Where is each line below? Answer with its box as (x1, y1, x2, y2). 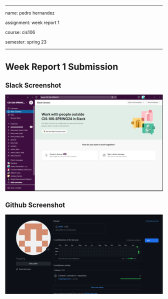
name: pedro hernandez (5, 10, 55, 15)
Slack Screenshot (5, 81, 61, 89)
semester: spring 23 (5, 39, 46, 45)
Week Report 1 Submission (5, 61, 118, 72)
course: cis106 (5, 29, 35, 35)
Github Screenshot (5, 201, 65, 209)
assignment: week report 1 (5, 19, 60, 25)
